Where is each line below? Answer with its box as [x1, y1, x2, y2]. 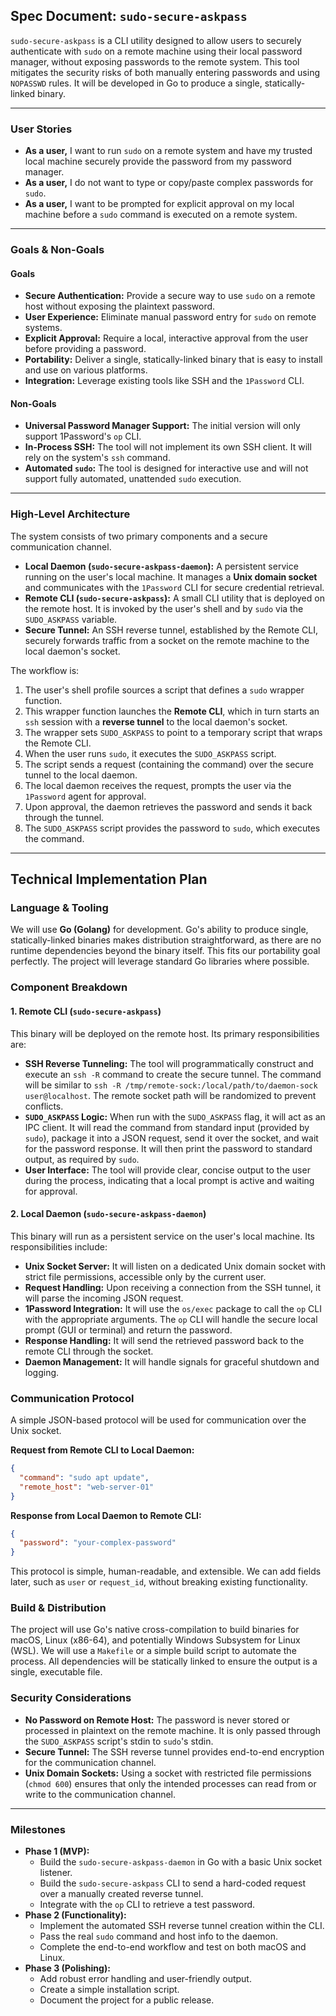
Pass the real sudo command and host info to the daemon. [39, 1930, 279, 1943]
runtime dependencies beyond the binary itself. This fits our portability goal [10, 945, 321, 957]
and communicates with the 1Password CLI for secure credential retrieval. [24, 581, 325, 593]
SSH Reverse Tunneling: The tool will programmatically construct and [24, 1057, 314, 1069]
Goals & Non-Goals [10, 243, 105, 257]
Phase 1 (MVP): [24, 1845, 90, 1858]
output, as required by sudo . [24, 1153, 140, 1165]
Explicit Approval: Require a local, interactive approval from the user [24, 332, 309, 344]
